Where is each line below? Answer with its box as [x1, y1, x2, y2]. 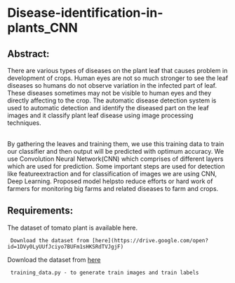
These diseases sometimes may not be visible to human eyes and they [7, 89, 212, 97]
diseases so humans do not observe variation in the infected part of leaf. [7, 81, 217, 89]
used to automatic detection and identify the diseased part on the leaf [7, 104, 209, 112]
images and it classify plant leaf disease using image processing [7, 111, 194, 119]
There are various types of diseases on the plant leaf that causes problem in [7, 67, 228, 74]
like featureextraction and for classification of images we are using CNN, [7, 170, 217, 178]
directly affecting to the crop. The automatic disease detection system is [7, 96, 217, 105]
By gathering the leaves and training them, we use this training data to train [7, 140, 224, 148]
